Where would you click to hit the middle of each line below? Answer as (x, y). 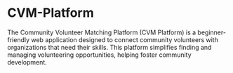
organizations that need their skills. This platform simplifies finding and (109, 47)
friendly (19, 39)
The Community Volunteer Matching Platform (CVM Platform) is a (102, 32)
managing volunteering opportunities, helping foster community (99, 55)
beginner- (212, 32)
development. (27, 62)
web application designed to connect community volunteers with (125, 39)
